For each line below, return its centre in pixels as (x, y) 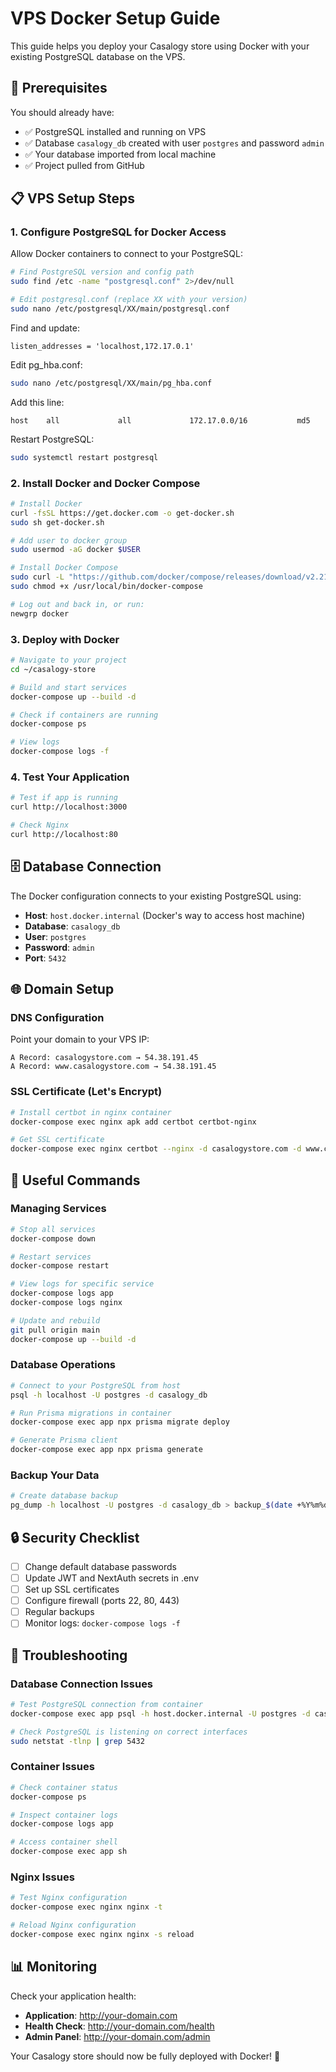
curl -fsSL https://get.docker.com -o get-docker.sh (122, 513)
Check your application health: (73, 1996)
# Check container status (64, 1787)
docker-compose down (53, 1238)
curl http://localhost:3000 (69, 807)
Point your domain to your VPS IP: (80, 1039)
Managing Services (58, 1209)
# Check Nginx (40, 825)
